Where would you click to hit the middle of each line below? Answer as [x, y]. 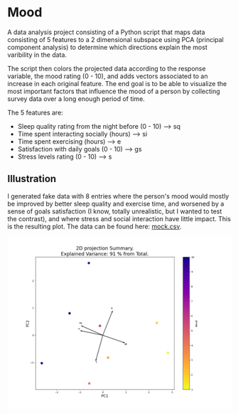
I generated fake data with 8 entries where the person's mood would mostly [118, 196]
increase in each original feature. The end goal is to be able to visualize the [117, 83]
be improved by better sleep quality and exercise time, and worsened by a [116, 203]
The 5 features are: [36, 112]
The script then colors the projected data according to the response [107, 68]
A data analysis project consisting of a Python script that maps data [106, 32]
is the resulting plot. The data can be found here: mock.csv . [94, 226]
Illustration [32, 179]
